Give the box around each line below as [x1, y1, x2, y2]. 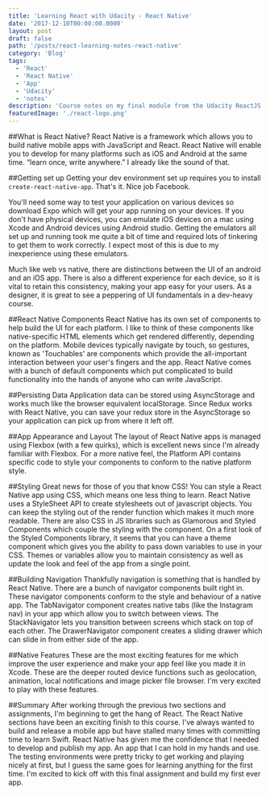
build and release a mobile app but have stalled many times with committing [8, 726, 260, 735]
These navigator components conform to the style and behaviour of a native [8, 591, 262, 601]
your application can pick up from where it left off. [8, 416, 175, 425]
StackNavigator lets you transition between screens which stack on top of [8, 617, 254, 627]
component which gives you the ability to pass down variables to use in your [8, 542, 263, 551]
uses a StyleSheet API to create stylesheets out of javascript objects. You [8, 498, 252, 508]
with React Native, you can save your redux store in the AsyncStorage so [8, 407, 251, 417]
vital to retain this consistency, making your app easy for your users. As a [8, 282, 252, 291]
